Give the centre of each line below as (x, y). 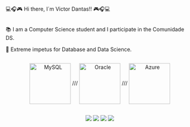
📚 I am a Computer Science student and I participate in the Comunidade (95, 29)
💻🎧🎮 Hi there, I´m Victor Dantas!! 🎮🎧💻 (58, 9)
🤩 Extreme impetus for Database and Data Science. (69, 49)
